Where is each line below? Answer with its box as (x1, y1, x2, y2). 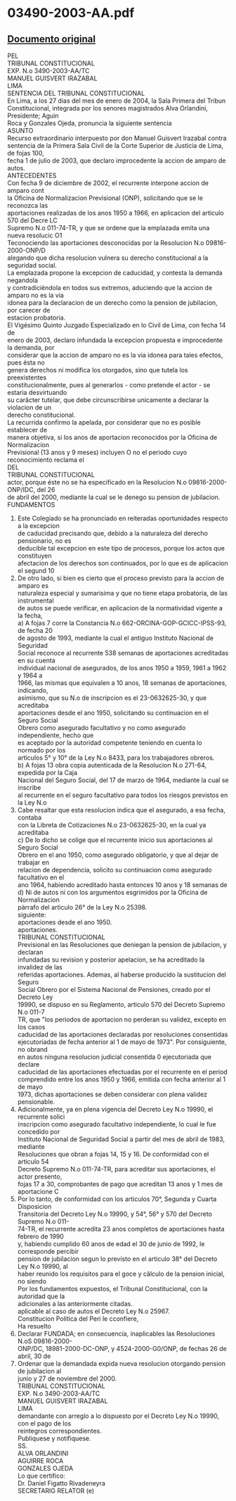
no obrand (17, 1045, 48, 1053)
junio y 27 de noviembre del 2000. (17, 1374, 117, 1383)
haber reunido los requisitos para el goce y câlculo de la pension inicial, (17, 1269, 225, 1278)
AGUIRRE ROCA (17, 1457, 64, 1465)
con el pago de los (17, 1419, 72, 1427)
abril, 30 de (17, 1352, 51, 1360)
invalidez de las (17, 963, 63, 971)
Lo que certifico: (17, 1471, 65, 1480)
